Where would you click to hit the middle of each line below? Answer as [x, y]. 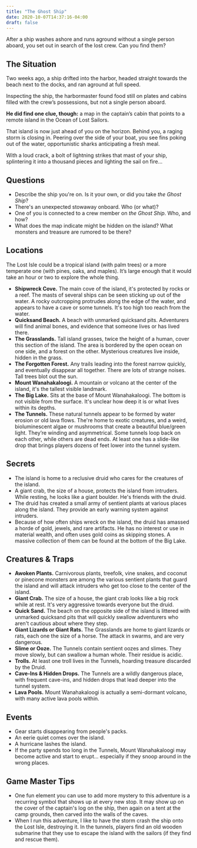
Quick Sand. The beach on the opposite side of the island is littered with [102, 611]
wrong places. [32, 763]
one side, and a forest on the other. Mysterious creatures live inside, [97, 351]
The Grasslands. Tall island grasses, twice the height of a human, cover [102, 338]
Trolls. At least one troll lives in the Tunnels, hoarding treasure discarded [103, 661]
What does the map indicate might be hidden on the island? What [94, 226]
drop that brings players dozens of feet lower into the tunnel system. [98, 445]
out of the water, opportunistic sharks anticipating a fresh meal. [83, 144]
